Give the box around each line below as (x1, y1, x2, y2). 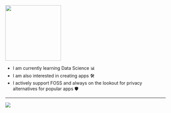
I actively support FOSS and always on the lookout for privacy (12, 80, 142, 86)
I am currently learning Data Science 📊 (12, 65, 95, 71)
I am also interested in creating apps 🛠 (12, 73, 95, 79)
